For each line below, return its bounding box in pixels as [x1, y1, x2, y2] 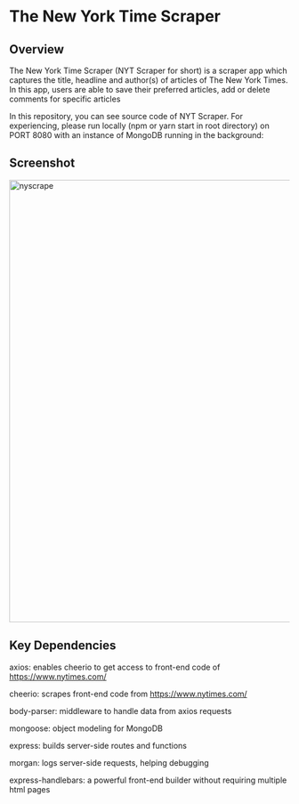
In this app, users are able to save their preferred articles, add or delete [9, 85, 271, 94]
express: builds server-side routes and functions [9, 740, 187, 751]
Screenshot [9, 156, 76, 171]
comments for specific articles [9, 93, 121, 104]
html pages [9, 784, 51, 794]
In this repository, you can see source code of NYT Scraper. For [9, 111, 243, 121]
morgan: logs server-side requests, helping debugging [9, 757, 209, 767]
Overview [9, 42, 65, 57]
